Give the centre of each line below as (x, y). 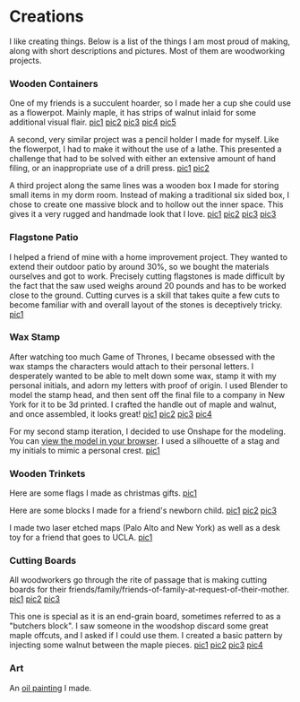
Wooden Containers (54, 83)
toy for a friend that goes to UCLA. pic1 (81, 537)
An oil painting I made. (51, 688)
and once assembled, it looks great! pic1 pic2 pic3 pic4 (111, 413)
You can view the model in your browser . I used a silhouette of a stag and (145, 440)
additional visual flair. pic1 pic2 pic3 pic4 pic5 (93, 122)
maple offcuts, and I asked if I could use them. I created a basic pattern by (146, 636)
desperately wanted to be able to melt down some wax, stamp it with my (143, 376)
